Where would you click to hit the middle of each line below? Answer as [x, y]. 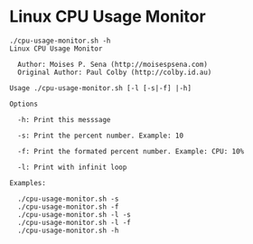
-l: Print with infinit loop [72, 167]
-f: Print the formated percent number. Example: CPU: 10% [131, 151]
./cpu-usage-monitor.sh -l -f [74, 222]
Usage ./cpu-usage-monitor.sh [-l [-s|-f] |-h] [101, 88]
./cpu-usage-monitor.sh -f [68, 206]
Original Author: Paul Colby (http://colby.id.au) [115, 72]
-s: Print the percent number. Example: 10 [100, 136]
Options [24, 104]
